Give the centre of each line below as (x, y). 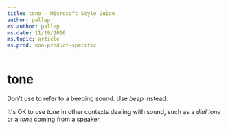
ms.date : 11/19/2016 (37, 33)
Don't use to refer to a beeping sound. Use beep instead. (88, 98)
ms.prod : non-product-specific (52, 45)
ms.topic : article (33, 39)
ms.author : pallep (33, 26)
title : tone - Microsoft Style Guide (61, 13)
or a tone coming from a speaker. (54, 119)
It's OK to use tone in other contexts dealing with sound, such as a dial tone (114, 111)
